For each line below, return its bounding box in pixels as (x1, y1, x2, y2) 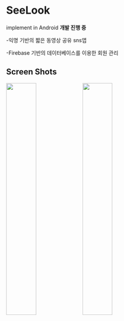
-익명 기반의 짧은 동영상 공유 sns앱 (6, 36, 87, 43)
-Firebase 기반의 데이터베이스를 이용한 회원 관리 (6, 49, 119, 56)
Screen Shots (6, 67, 58, 77)
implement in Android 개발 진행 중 (6, 24, 87, 31)
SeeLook (6, 4, 50, 17)
